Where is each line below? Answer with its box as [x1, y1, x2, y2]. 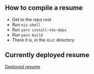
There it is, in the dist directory [12, 37, 75, 43]
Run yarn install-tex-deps [12, 26, 67, 33]
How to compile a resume [5, 4, 83, 12]
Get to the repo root [12, 16, 52, 22]
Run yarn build [12, 32, 43, 37]
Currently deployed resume [5, 51, 90, 59]
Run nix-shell [12, 22, 41, 27]
